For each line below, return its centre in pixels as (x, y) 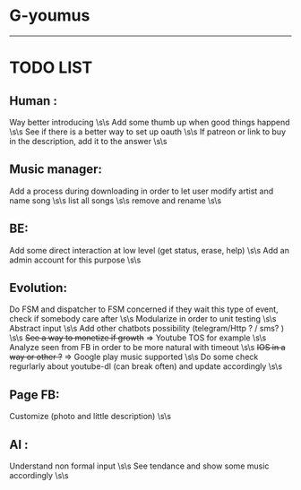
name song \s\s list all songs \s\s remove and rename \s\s (116, 200)
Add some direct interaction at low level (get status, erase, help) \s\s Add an (149, 250)
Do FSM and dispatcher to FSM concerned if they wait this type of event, (144, 309)
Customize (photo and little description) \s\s (90, 417)
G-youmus (50, 16)
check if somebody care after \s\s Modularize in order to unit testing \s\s (143, 319)
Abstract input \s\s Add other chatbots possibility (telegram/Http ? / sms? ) (147, 329)
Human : (34, 101)
